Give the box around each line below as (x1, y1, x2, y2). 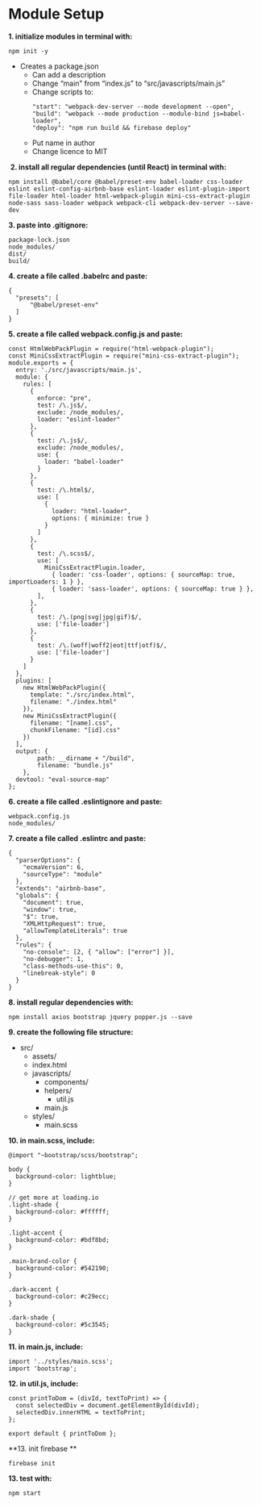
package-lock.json (8, 236, 70, 244)
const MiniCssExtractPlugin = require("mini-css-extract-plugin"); (8, 352, 240, 360)
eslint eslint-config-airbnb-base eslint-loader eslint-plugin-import (8, 185, 251, 193)
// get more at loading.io (8, 1194, 99, 1202)
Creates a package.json (19, 61, 99, 71)
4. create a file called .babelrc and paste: (8, 271, 147, 281)
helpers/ (43, 1085, 72, 1095)
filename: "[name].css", (29, 719, 114, 727)
